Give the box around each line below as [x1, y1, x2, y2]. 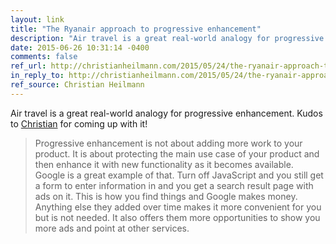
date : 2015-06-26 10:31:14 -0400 [10, 42, 150, 53]
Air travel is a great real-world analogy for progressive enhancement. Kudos [10, 107, 323, 119]
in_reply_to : [10, 71, 65, 81]
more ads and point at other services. [34, 222, 190, 234]
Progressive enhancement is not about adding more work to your [34, 137, 303, 149]
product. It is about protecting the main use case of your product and [34, 147, 320, 160]
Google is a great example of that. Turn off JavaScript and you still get [34, 169, 324, 181]
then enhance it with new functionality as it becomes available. [34, 158, 294, 170]
